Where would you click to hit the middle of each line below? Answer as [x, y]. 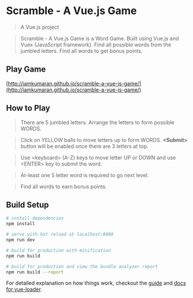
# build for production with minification [58, 250]
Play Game [26, 70]
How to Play [28, 108]
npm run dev [20, 240]
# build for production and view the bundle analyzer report [82, 266]
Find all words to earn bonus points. [63, 187]
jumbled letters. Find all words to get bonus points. [81, 50]
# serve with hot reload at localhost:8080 [60, 235]
